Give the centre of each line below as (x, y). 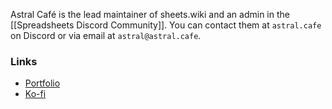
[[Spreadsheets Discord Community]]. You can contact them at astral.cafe (166, 25)
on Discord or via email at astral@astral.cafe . (106, 35)
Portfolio (42, 83)
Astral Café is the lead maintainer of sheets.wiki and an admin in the (150, 14)
